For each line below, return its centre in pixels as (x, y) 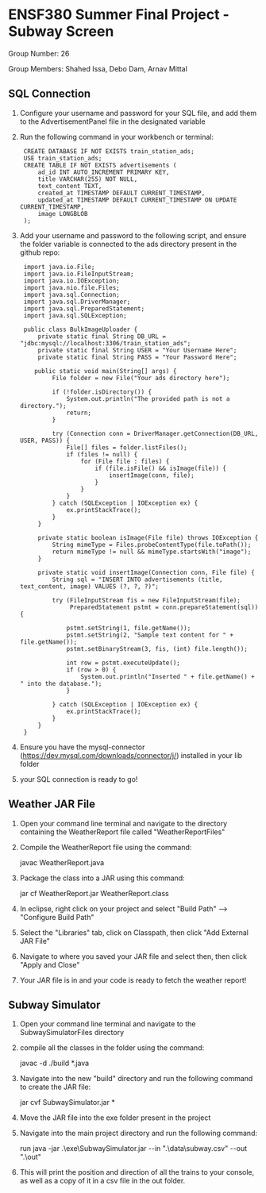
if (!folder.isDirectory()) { (102, 392)
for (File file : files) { (125, 461)
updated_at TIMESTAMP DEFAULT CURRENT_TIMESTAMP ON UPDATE (137, 200)
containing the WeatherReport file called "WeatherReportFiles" (122, 832)
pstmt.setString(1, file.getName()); (129, 628)
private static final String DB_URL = (102, 336)
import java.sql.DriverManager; (77, 302)
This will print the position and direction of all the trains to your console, (137, 1172)
